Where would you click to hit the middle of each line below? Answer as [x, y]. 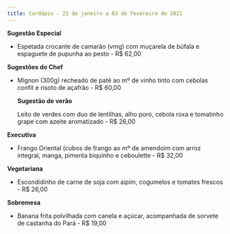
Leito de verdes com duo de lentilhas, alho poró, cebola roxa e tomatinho [120, 114]
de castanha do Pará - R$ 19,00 [62, 223]
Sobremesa [24, 202]
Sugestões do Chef [35, 67]
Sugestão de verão [45, 101]
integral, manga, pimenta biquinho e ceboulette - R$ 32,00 [100, 155]
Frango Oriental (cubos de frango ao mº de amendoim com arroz [109, 148]
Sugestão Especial [34, 33]
